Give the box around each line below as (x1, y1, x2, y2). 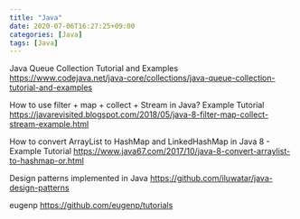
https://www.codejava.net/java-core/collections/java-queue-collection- (9, 73, 276, 84)
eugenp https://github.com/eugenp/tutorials (9, 200, 173, 211)
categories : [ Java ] (9, 30, 83, 39)
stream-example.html (9, 119, 89, 130)
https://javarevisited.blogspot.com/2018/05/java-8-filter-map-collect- (9, 109, 269, 120)
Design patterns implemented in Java (9, 173, 149, 184)
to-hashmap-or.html (9, 155, 84, 167)
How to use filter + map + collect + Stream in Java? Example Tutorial (9, 100, 265, 111)
